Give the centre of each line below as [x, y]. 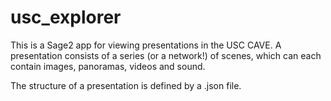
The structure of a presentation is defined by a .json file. [126, 85]
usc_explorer [66, 17]
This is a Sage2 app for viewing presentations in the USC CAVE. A [146, 45]
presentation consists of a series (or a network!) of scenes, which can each [166, 55]
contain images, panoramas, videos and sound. [108, 66]
